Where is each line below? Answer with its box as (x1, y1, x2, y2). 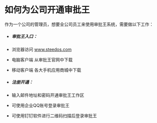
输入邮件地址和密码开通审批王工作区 (11, 92, 85, 98)
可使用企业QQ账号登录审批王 (11, 102, 70, 108)
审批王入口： (11, 33, 37, 39)
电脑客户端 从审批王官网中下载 (11, 57, 73, 62)
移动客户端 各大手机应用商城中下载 (11, 67, 81, 73)
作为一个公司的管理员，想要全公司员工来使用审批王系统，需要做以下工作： (4, 21, 154, 27)
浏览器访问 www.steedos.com (11, 46, 72, 52)
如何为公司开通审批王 (4, 4, 90, 15)
